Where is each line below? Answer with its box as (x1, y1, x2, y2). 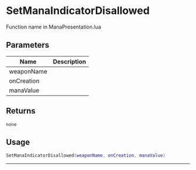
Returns (6, 106, 36, 116)
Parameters (6, 40, 50, 50)
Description (52, 57, 86, 65)
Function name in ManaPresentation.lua (6, 23, 101, 30)
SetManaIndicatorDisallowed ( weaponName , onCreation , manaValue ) (6, 153, 166, 158)
